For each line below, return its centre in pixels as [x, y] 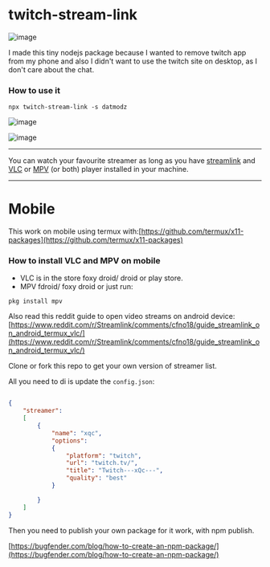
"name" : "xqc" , [77, 433]
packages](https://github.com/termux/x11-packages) [96, 240]
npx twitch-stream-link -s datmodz [68, 107]
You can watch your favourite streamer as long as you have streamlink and [132, 161]
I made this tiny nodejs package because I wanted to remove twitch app [127, 52]
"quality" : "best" [96, 478]
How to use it [34, 90]
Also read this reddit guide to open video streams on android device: [122, 316]
